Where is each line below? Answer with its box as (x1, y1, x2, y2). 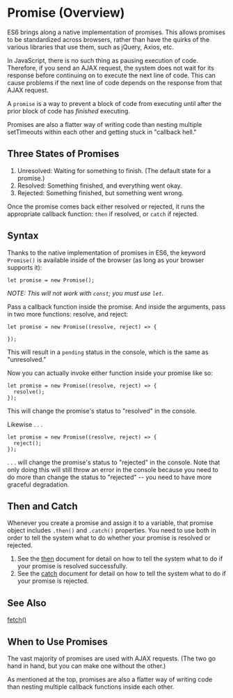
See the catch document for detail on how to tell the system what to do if (17, 570, 226, 578)
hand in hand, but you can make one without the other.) (7, 662, 166, 670)
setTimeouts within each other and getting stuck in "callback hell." (7, 128, 197, 136)
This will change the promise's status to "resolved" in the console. (7, 407, 197, 415)
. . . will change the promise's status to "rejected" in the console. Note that (7, 458, 220, 466)
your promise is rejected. (17, 577, 89, 585)
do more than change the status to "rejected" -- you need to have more (7, 473, 212, 481)
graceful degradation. (7, 480, 70, 489)
